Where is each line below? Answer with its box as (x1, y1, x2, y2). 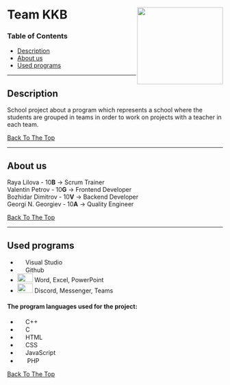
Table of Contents (7, 32, 68, 41)
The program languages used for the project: (7, 302, 138, 310)
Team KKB (7, 7, 68, 23)
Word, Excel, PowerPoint (34, 275, 104, 284)
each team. (7, 121, 39, 129)
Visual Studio (25, 258, 63, 266)
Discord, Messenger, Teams (34, 286, 114, 295)
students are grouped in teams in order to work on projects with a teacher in (7, 113, 222, 121)
